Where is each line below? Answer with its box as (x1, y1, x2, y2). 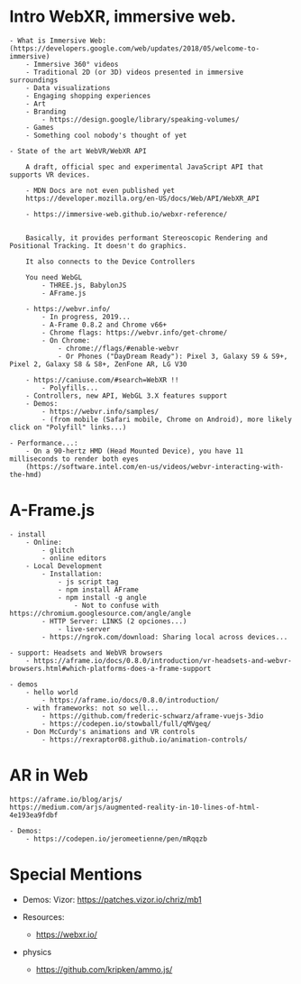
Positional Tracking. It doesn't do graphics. (9, 241, 187, 250)
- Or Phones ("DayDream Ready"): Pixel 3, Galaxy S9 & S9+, (57, 352, 288, 361)
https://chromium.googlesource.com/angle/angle (9, 609, 192, 618)
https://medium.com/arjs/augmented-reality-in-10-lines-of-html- (9, 803, 260, 812)
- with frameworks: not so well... (25, 704, 160, 713)
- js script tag (57, 577, 119, 586)
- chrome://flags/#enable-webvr (57, 344, 179, 353)
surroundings (9, 75, 59, 85)
